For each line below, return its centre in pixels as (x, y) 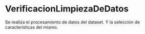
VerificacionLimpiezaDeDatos (67, 9)
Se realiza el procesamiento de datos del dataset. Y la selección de (72, 22)
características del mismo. (32, 27)
